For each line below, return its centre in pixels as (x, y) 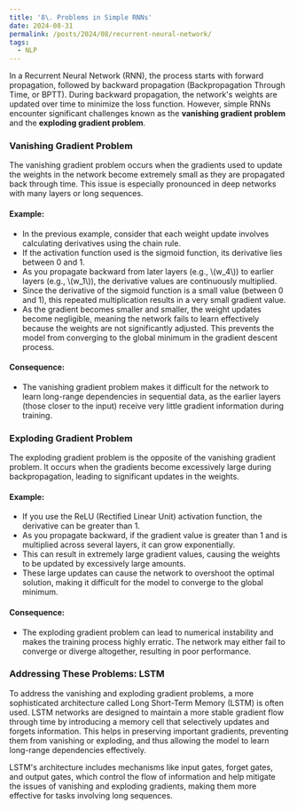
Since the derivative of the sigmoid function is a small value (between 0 (152, 290)
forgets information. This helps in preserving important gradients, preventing (149, 731)
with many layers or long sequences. (76, 194)
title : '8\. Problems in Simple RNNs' (81, 17)
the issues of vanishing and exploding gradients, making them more (133, 786)
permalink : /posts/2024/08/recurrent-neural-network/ (111, 34)
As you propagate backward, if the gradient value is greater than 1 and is (155, 536)
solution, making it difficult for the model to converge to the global (143, 583)
